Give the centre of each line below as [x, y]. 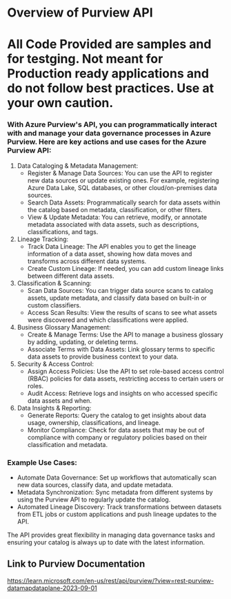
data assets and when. [59, 400]
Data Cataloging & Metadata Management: [78, 165]
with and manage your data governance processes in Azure [109, 133]
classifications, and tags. [63, 231]
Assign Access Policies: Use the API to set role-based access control [125, 371]
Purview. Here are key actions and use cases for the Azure [107, 142]
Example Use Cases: [42, 462]
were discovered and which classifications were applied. [108, 320]
